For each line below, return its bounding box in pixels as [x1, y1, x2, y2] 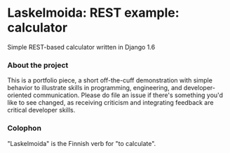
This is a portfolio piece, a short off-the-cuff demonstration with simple [7, 76, 212, 85]
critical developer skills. [7, 106, 76, 115]
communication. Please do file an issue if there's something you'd [32, 91, 223, 99]
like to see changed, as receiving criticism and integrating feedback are [7, 99, 214, 107]
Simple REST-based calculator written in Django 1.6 [7, 43, 156, 51]
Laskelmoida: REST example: [7, 5, 180, 21]
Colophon [7, 124, 42, 133]
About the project [7, 60, 69, 70]
